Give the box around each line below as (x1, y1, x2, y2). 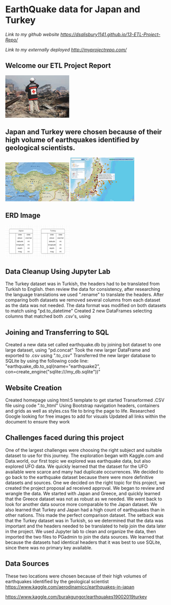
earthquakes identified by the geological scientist (5, 578, 109, 585)
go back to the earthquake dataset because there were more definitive (5, 474, 154, 480)
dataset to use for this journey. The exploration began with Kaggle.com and (5, 452, 164, 459)
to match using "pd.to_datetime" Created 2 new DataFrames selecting (5, 308, 152, 314)
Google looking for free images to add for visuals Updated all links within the (5, 413, 166, 419)
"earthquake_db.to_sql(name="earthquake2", (5, 363, 101, 369)
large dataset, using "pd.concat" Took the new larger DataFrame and (5, 347, 150, 353)
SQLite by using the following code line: (5, 358, 89, 364)
